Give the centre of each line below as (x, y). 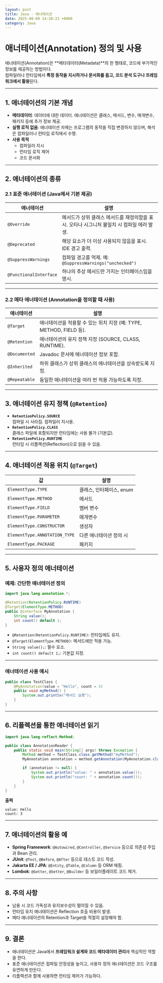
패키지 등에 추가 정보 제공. (37, 121)
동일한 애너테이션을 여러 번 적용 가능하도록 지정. (91, 379)
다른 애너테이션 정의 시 (104, 535)
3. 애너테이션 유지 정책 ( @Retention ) (56, 404)
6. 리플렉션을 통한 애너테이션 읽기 (52, 725)
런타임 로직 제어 (34, 152)
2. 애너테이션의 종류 (33, 179)
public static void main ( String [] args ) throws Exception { (76, 750)
